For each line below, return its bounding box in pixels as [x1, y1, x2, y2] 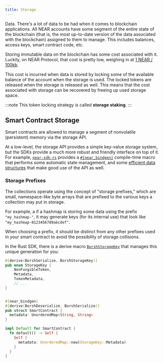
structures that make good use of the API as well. [5, 165, 105, 171]
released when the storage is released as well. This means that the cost [5, 82, 150, 88]
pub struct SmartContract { [5, 308, 63, 313]
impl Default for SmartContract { [5, 326, 76, 331]
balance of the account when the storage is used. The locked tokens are [5, 76, 152, 82]
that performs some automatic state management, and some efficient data [5, 160, 156, 166]
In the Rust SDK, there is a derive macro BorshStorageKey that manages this [5, 243, 157, 249]
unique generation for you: [5, 249, 59, 254]
